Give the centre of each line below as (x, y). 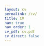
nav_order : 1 (18, 27)
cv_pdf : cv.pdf (20, 32)
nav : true (15, 23)
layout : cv (15, 9)
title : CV (15, 18)
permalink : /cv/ (21, 14)
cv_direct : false (22, 36)
